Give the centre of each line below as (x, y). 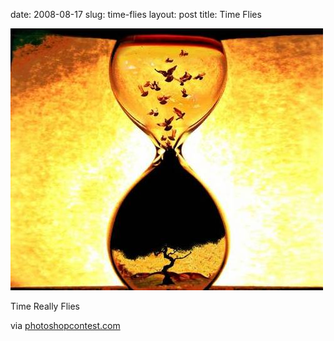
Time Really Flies (45, 306)
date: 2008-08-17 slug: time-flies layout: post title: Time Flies (136, 14)
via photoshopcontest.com (65, 325)
